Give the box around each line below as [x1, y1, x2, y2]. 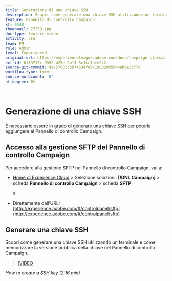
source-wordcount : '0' [5, 74, 54, 79]
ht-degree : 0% [5, 79, 36, 84]
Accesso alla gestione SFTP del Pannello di [5, 143, 145, 152]
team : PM [5, 41, 24, 46]
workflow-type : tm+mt [5, 70, 52, 75]
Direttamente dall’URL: [12, 199, 60, 206]
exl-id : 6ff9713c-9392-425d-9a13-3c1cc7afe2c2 [5, 60, 106, 65]
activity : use [5, 36, 36, 42]
